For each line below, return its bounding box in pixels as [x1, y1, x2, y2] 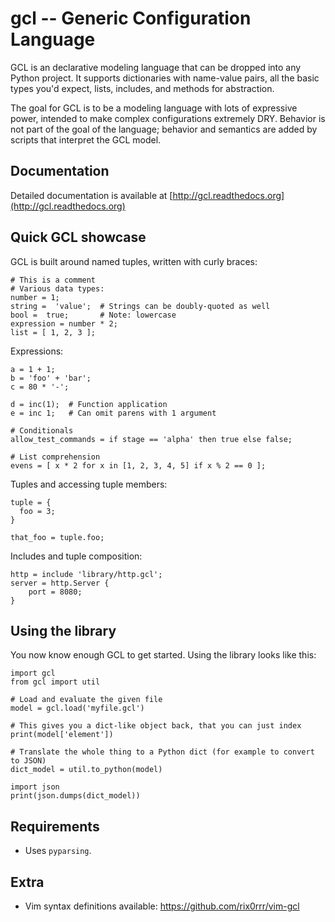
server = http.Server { [10, 578, 110, 588]
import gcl [10, 668, 56, 679]
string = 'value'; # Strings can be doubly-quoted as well [10, 301, 271, 311]
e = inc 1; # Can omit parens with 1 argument [10, 408, 217, 418]
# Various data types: [10, 283, 105, 294]
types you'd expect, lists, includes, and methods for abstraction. [10, 82, 275, 94]
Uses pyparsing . [24, 845, 92, 857]
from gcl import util [10, 677, 101, 687]
